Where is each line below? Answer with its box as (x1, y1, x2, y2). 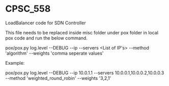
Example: (5, 60, 25, 66)
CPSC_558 (5, 3, 51, 15)
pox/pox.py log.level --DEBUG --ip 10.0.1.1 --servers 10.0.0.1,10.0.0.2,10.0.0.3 (5, 69, 164, 76)
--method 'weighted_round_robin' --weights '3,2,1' (5, 75, 111, 81)
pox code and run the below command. (5, 35, 88, 41)
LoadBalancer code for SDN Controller (5, 20, 86, 26)
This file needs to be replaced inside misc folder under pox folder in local (5, 29, 159, 35)
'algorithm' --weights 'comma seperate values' (5, 50, 104, 56)
